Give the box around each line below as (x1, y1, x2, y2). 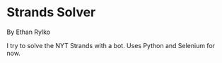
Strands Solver (6, 4, 96, 21)
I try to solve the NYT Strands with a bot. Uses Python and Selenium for (6, 41, 216, 50)
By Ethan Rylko (6, 28, 51, 36)
